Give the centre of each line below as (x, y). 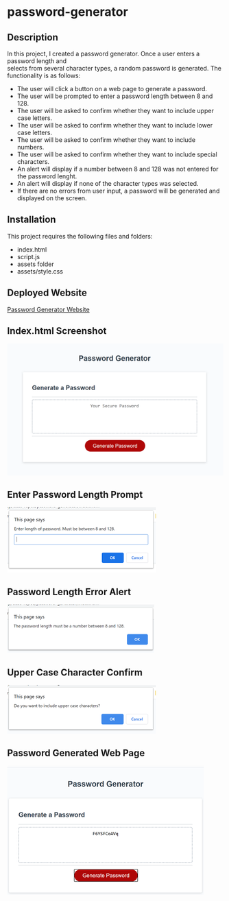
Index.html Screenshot (57, 331)
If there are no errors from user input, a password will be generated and (118, 191)
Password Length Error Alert (69, 591)
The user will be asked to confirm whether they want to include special (117, 154)
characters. (33, 161)
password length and (37, 61)
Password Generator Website (49, 309)
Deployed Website (47, 293)
